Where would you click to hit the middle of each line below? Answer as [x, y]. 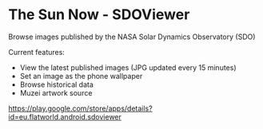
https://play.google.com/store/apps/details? [81, 108]
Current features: [37, 52]
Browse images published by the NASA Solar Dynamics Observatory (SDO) [132, 37]
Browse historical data [57, 84]
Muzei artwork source [56, 92]
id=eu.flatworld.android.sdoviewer [65, 116]
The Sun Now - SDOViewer [99, 15]
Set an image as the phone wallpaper [81, 76]
